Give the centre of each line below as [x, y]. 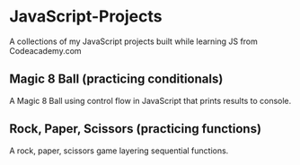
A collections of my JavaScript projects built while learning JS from [134, 41]
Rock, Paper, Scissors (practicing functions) [136, 129]
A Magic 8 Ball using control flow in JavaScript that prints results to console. [150, 100]
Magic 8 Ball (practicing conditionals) [116, 79]
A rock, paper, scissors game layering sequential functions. [119, 151]
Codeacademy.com [46, 50]
